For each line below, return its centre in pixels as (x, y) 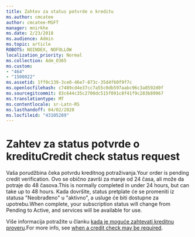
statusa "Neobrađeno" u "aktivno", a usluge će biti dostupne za (83, 198)
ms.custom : (19, 66)
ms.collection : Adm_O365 (36, 60)
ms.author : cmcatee (30, 17)
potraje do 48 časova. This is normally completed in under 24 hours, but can (97, 185)
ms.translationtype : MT (35, 99)
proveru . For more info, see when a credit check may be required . (84, 228)
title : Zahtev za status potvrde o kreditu (60, 11)
